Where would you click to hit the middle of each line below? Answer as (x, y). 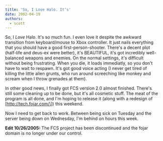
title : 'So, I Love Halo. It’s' (38, 10)
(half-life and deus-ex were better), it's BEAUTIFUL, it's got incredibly (75, 53)
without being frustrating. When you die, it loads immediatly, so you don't (79, 63)
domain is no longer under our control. (44, 133)
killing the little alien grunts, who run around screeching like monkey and (78, 73)
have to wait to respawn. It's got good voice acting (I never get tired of (76, 69)
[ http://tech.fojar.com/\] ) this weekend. (44, 104)
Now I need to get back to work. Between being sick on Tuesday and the (78, 114)
